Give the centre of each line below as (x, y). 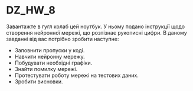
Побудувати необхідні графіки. (53, 63)
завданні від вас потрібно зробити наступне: (63, 39)
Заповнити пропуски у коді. (50, 50)
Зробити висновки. (39, 81)
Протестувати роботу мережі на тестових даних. (76, 75)
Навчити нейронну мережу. (50, 56)
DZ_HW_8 (31, 10)
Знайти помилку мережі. (46, 69)
